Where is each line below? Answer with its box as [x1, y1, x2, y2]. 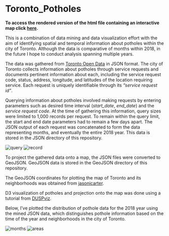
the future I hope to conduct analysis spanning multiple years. [5, 51, 134, 57]
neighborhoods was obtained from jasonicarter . [5, 180, 104, 186]
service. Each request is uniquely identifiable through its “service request [5, 82, 158, 88]
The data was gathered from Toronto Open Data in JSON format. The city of [5, 61, 163, 67]
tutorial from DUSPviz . [5, 195, 51, 201]
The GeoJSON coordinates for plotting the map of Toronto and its [5, 174, 141, 181]
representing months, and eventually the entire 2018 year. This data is [5, 129, 150, 135]
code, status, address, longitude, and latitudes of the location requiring [5, 77, 153, 83]
